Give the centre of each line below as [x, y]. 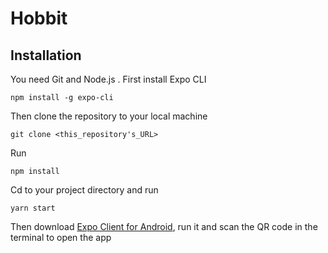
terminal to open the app [61, 237]
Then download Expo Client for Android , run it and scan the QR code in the [164, 226]
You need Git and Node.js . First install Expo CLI [108, 79]
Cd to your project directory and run [84, 190]
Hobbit [39, 18]
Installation [46, 55]
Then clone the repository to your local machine [109, 116]
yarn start [33, 208]
